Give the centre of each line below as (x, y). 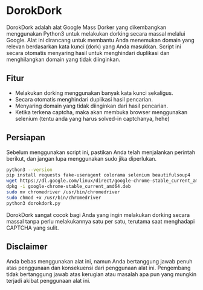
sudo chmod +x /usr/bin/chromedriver (54, 198)
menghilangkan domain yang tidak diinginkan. (63, 59)
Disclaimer (27, 247)
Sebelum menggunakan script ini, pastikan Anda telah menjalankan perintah (101, 152)
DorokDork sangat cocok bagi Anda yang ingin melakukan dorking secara (98, 214)
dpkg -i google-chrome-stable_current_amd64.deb (69, 187)
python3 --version (29, 170)
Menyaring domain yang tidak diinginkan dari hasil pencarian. (92, 106)
